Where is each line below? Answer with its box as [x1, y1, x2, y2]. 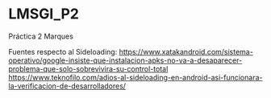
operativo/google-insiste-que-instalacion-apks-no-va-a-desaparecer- [8, 55, 243, 65]
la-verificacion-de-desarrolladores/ [8, 81, 127, 91]
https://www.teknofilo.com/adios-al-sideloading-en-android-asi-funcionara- [8, 72, 263, 82]
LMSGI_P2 [8, 5, 79, 23]
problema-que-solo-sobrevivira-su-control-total [8, 63, 169, 73]
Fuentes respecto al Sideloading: [8, 47, 118, 56]
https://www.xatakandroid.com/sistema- [119, 47, 254, 56]
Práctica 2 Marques [8, 31, 74, 41]
